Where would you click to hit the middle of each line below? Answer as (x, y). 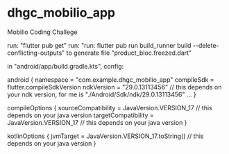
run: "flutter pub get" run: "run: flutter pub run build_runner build (99, 45)
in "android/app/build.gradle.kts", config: (66, 66)
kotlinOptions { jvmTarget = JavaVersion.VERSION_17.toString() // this (105, 136)
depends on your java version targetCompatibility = (80, 115)
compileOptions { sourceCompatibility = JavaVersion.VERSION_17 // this (110, 108)
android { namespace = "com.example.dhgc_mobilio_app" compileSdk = (111, 79)
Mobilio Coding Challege (42, 32)
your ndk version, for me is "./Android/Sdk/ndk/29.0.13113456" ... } (102, 94)
